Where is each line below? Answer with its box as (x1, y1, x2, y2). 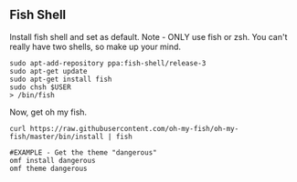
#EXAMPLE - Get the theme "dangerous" (9, 147, 157, 157)
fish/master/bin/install (9, 132, 104, 141)
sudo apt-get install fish (9, 75, 112, 84)
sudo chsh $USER (9, 82, 71, 92)
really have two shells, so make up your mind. (9, 41, 181, 52)
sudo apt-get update (9, 66, 89, 76)
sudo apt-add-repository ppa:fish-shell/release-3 (9, 58, 207, 67)
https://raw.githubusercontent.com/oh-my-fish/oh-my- (29, 124, 239, 133)
